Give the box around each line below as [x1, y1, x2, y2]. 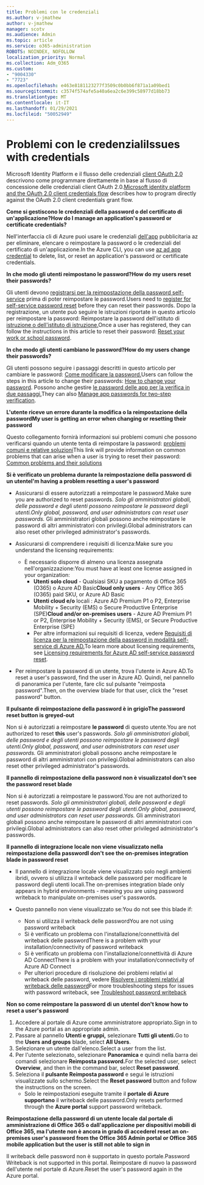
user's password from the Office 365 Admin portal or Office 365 [31, 1134, 197, 1142]
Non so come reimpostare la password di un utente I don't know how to [6, 1001, 189, 1008]
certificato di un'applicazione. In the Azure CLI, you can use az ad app [6, 246, 181, 253]
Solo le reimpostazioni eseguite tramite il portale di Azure [24, 1090, 169, 1098]
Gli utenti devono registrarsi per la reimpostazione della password [6, 289, 172, 296]
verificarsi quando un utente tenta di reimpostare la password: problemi [6, 440, 186, 447]
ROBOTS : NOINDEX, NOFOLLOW [6, 49, 75, 55]
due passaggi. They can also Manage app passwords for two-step [6, 390, 172, 398]
